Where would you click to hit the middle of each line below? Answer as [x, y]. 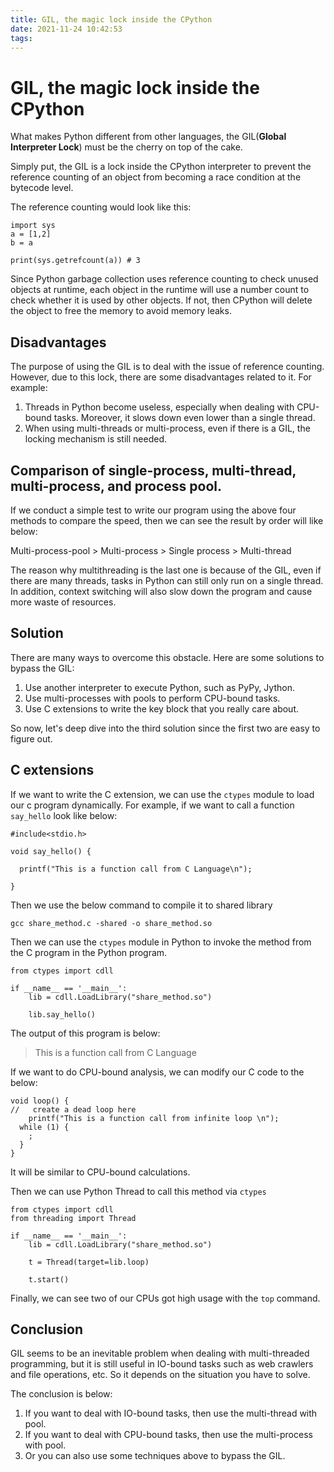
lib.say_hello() [62, 1014]
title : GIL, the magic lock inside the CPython [111, 19]
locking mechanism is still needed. [95, 439]
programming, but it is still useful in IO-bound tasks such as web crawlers [162, 1364]
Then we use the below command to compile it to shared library [141, 905]
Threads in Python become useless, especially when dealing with [159, 407]
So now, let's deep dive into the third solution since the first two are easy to [165, 728]
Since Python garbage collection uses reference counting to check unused [164, 279]
